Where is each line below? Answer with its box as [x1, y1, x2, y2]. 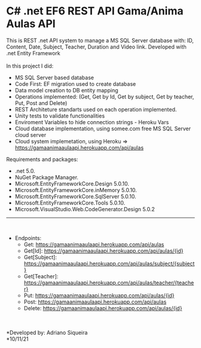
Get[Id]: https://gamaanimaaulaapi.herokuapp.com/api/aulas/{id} [23, 247, 184, 254]
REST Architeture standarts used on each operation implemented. [14, 106, 177, 113]
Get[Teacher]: [23, 272, 59, 280]
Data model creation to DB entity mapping [14, 86, 118, 94]
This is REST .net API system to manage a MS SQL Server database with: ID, [6, 37, 194, 44]
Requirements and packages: [6, 155, 78, 163]
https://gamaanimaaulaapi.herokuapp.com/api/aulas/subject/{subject [23, 260, 195, 267]
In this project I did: [6, 62, 54, 70]
